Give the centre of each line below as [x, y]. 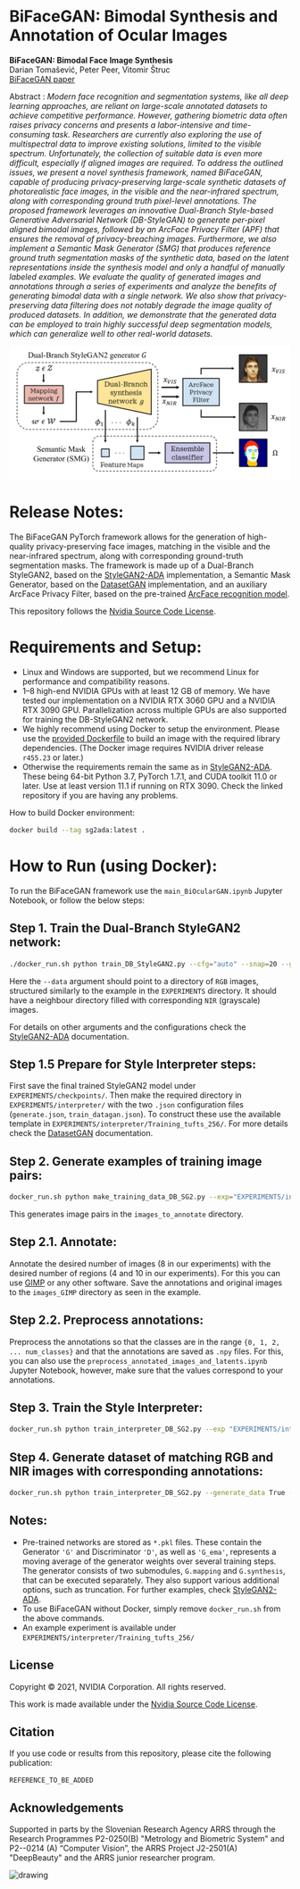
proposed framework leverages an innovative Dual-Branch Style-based [142, 210]
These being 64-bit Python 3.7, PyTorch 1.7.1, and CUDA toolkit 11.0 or [150, 777]
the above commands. [63, 1617]
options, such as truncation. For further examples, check [126, 1589]
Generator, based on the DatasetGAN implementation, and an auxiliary [138, 585]
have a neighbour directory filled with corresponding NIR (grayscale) [135, 1000]
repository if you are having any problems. [100, 796]
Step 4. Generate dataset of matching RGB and [142, 1457]
